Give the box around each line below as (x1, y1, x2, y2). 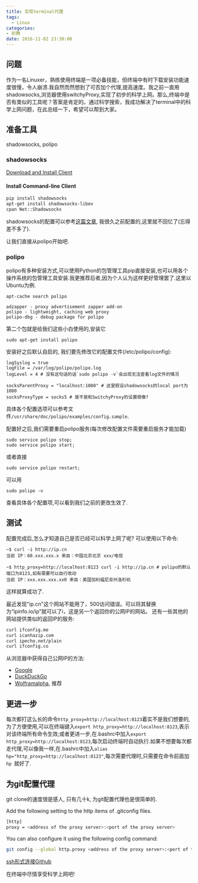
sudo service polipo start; (6, 442, 75, 449)
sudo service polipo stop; (6, 437, 72, 443)
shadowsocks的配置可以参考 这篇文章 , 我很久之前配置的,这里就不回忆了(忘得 (6, 218, 190, 225)
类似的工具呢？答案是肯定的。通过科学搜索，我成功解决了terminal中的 (16, 98, 186, 105)
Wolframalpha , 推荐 (14, 680, 62, 687)
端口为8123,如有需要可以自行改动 (6, 570, 77, 576)
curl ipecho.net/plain (6, 638, 62, 644)
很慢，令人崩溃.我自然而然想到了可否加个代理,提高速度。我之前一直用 (11, 83, 180, 90)
